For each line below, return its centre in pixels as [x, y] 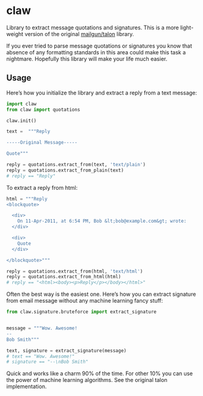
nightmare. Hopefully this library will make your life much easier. [87, 59]
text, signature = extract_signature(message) [66, 351]
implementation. [27, 387]
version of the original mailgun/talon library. [79, 34]
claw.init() [21, 121]
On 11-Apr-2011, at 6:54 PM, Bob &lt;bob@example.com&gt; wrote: [102, 221]
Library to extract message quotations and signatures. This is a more [93, 27]
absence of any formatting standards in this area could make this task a [96, 52]
